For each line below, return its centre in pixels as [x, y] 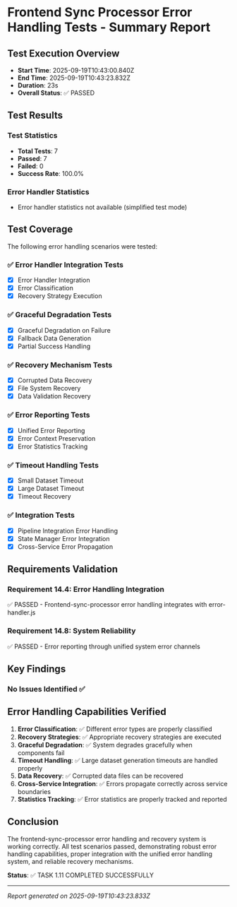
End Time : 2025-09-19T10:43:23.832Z [74, 78]
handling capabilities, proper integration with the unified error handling [110, 854]
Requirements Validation [63, 569]
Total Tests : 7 [38, 151]
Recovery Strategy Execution [60, 296]
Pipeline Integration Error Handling [68, 530]
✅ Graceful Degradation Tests [60, 315]
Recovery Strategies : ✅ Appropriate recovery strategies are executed [120, 737]
